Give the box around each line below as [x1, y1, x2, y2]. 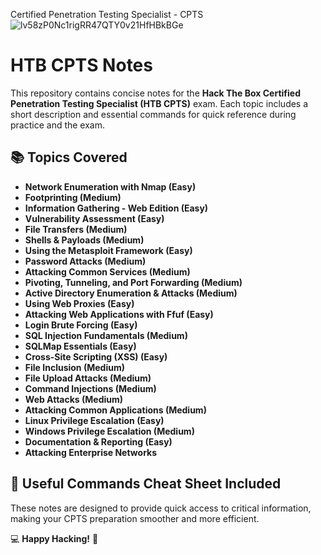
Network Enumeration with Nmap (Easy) [24, 180, 197, 193]
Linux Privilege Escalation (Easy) [24, 414, 165, 426]
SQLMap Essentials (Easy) [24, 340, 137, 352]
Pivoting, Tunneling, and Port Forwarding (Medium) [24, 276, 243, 288]
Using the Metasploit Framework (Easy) [24, 244, 193, 256]
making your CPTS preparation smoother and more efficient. [10, 512, 260, 524]
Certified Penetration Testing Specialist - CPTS [10, 9, 204, 20]
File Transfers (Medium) [24, 223, 128, 235]
